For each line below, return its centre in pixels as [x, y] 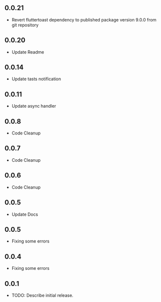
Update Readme [28, 52]
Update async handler [34, 106]
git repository [25, 25]
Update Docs [25, 214]
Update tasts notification [36, 79]
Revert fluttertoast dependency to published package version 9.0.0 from [84, 19]
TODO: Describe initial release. [42, 295]
